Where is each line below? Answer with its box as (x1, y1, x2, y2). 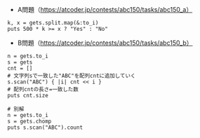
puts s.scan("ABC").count (7, 124, 83, 131)
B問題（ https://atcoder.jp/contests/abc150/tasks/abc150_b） (17, 39, 193, 47)
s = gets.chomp (7, 118, 52, 125)
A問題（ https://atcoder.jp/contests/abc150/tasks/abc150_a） (17, 6, 193, 13)
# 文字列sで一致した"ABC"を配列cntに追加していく (7, 72, 136, 79)
